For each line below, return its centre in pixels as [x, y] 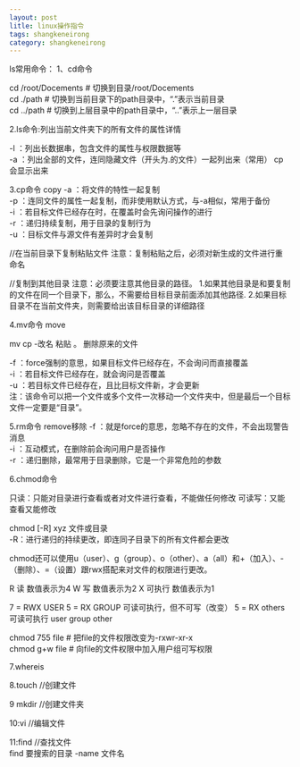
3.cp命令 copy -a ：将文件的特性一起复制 [85, 190]
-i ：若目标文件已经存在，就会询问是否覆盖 [87, 374]
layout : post [33, 17]
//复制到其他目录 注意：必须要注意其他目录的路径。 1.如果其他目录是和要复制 [150, 283]
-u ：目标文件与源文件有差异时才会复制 [81, 234]
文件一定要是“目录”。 [48, 408]
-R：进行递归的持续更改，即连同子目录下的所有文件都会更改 [119, 539]
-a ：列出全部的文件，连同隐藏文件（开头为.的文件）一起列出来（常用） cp [146, 160]
